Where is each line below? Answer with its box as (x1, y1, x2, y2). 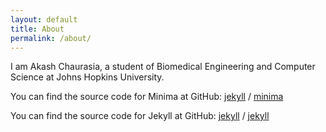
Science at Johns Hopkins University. (10, 71, 165, 83)
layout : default (10, 14, 78, 25)
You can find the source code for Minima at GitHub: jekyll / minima (10, 91, 284, 103)
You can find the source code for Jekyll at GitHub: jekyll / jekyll (10, 110, 270, 122)
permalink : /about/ (10, 33, 92, 43)
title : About (10, 24, 65, 34)
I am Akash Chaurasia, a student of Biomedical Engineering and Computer (10, 61, 316, 73)
